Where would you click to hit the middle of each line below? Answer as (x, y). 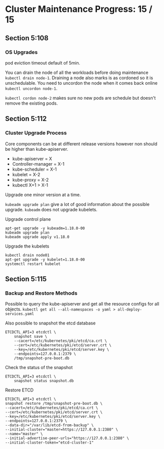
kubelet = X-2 (26, 174)
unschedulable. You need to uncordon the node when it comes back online (82, 83)
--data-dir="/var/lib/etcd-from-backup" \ (49, 425)
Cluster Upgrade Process (36, 133)
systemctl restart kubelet (33, 264)
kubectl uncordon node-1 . (31, 88)
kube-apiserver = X (32, 159)
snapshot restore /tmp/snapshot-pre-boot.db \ (54, 404)
